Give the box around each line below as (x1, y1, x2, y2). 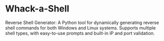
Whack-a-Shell (5, 3, 69, 14)
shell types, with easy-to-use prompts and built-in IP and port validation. (5, 30, 155, 36)
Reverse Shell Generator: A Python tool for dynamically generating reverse (5, 19, 159, 25)
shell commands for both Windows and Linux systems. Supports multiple (5, 24, 156, 30)
